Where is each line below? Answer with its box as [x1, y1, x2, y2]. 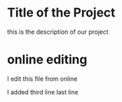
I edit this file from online [7, 74, 78, 83]
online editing [7, 52, 88, 68]
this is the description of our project [7, 28, 109, 36]
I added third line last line [7, 88, 79, 96]
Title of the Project [7, 5, 116, 21]
